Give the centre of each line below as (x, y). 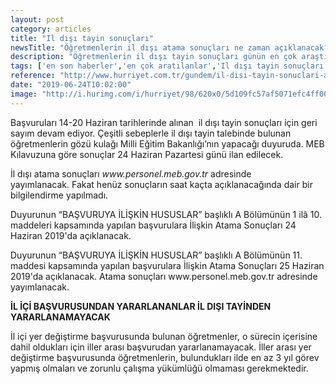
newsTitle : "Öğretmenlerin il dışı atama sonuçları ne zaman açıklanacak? (169, 47)
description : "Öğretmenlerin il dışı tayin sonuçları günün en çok (154, 57)
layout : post (37, 19)
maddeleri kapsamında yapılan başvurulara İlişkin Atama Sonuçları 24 (153, 225)
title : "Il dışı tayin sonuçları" (82, 38)
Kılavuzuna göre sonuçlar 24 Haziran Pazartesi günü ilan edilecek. (147, 154)
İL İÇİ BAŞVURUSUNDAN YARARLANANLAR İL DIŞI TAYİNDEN (141, 306)
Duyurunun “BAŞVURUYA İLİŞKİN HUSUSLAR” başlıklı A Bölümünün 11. (156, 255)
